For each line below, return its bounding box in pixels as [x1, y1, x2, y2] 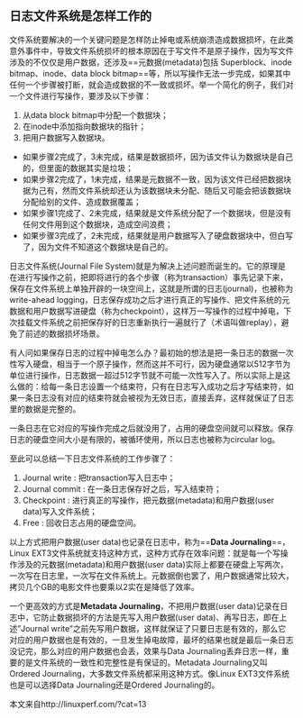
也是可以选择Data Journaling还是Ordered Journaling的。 [9, 679, 220, 690]
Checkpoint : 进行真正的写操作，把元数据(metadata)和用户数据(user [22, 495, 275, 505]
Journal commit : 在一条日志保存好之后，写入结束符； [22, 483, 223, 494]
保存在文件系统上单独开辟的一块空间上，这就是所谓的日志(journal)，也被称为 [9, 283, 294, 294]
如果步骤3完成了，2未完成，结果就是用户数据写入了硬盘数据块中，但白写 [22, 230, 293, 241]
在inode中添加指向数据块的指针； [22, 121, 147, 132]
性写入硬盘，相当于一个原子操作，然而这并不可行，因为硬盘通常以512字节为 [9, 359, 291, 369]
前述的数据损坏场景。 [24, 328, 105, 339]
